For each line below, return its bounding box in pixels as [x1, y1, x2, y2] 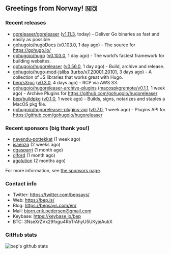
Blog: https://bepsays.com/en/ [12, 203, 77, 209]
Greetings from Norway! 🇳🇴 [5, 4, 97, 13]
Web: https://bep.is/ [12, 197, 55, 203]
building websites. [12, 58, 51, 64]
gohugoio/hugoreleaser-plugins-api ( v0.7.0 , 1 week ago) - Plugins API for [12, 106, 166, 112]
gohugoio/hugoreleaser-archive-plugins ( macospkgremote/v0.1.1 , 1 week [12, 85, 165, 91]
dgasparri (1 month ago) [12, 147, 64, 153]
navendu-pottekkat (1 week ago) [12, 136, 81, 142]
